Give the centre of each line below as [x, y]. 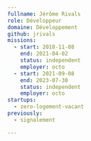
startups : [22, 100]
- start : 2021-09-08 [44, 73]
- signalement [34, 120]
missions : [22, 41]
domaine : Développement [43, 27]
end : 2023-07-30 [44, 80]
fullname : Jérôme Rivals [44, 14]
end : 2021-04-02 [44, 54]
